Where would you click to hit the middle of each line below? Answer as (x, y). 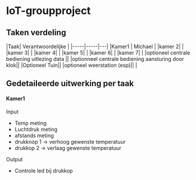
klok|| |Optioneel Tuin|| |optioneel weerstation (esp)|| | (72, 65)
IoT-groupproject (48, 11)
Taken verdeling (36, 33)
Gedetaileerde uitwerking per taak (70, 84)
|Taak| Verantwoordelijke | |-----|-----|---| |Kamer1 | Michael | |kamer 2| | (95, 46)
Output (14, 159)
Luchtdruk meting (36, 129)
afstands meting (34, 135)
